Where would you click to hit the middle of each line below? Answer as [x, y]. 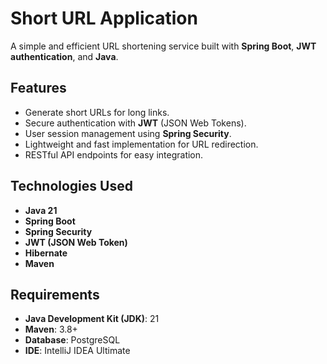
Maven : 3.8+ [51, 329]
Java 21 [41, 210]
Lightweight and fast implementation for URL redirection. [141, 144]
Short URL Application [104, 18]
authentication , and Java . [64, 56]
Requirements [55, 294]
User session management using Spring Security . [128, 133]
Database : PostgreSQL [72, 340]
